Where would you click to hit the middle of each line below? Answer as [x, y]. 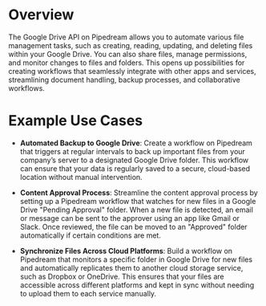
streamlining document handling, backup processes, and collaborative [124, 80]
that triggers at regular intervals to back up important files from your [133, 151]
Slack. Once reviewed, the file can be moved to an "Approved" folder [133, 226]
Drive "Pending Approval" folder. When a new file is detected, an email [137, 210]
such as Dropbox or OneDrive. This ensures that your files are [122, 276]
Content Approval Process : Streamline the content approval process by [139, 192]
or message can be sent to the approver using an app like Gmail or [130, 218]
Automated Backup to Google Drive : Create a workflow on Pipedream [136, 143]
